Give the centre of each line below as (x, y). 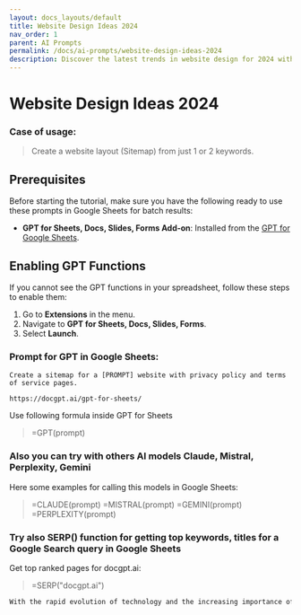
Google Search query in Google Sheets (95, 549)
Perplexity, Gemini (50, 468)
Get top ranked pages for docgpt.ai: (75, 568)
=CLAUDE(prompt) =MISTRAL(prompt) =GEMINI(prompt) (137, 505)
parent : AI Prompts (46, 43)
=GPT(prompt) (58, 433)
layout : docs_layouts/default (66, 18)
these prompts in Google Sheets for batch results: (101, 211)
